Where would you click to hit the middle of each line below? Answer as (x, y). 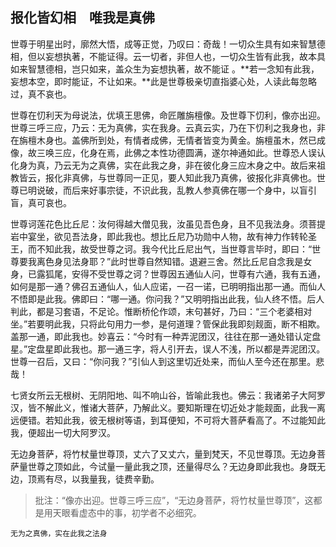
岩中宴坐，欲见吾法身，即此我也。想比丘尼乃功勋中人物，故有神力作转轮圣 (163, 236)
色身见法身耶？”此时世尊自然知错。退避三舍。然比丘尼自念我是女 (178, 261)
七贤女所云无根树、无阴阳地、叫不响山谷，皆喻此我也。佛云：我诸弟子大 (159, 395)
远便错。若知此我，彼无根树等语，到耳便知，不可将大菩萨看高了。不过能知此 (168, 420)
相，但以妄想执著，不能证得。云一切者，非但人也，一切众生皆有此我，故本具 (168, 56)
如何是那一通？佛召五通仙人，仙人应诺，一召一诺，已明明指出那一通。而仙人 (168, 286)
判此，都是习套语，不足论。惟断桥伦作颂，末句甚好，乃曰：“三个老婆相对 (161, 311)
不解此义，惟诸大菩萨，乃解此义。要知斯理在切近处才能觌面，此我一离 (181, 407)
